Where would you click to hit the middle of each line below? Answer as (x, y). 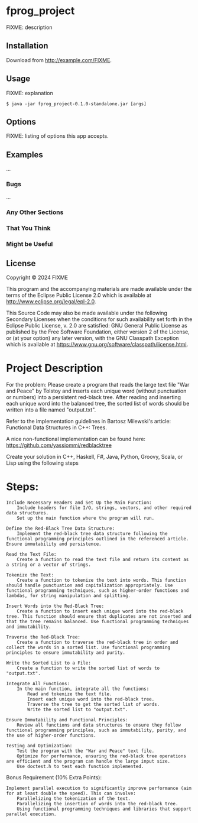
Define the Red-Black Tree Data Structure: (61, 528)
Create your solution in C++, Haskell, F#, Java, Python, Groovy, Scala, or (95, 457)
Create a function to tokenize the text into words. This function (101, 580)
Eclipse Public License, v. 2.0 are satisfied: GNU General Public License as (97, 326)
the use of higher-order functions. (51, 735)
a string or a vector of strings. (49, 565)
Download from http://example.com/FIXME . (59, 60)
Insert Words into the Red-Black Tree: (55, 606)
